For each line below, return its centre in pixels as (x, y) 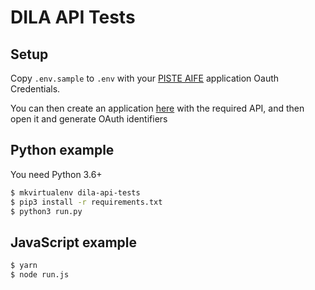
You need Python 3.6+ (56, 174)
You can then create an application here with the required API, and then (157, 108)
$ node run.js (40, 275)
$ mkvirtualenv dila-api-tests (75, 192)
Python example (62, 150)
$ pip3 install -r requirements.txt (86, 202)
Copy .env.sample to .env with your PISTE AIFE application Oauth (145, 78)
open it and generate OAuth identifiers (89, 119)
